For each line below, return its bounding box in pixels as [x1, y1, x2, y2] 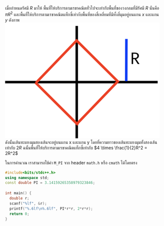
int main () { [5, 191, 32, 196]
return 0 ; [9, 211, 29, 216]
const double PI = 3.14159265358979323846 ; [5, 181, 95, 185]
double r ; [9, 196, 29, 201]
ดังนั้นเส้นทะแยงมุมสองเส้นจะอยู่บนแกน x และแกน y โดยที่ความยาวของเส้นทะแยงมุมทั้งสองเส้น [5, 139, 158, 145]
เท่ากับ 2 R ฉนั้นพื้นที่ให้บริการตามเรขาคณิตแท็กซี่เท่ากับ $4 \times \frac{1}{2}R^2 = [5, 145, 148, 151]
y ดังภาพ [5, 17, 20, 23]
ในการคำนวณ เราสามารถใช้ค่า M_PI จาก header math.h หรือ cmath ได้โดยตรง [5, 159, 138, 165]
